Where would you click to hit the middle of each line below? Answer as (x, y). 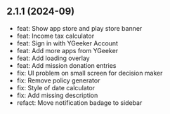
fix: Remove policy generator (58, 80)
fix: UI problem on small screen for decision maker (90, 73)
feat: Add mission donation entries (66, 65)
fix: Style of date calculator (56, 87)
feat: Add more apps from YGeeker (67, 50)
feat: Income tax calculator (55, 36)
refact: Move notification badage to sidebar (79, 102)
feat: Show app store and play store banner (79, 28)
